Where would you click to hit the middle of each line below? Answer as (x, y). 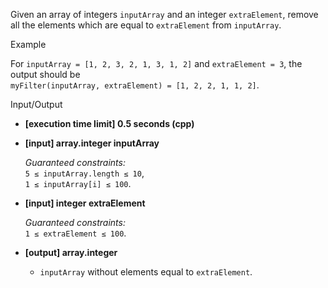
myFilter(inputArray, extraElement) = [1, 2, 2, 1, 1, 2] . (135, 85)
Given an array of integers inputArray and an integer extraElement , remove (164, 14)
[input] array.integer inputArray (92, 143)
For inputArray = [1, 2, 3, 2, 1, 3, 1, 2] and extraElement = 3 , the (156, 63)
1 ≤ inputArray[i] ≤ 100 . (78, 183)
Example (28, 44)
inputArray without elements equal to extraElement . (146, 272)
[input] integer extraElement (85, 203)
